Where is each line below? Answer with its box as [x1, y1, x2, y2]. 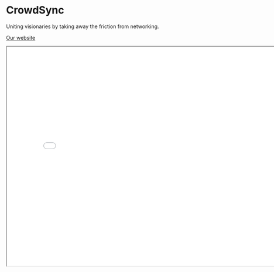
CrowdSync [6, 4, 64, 17]
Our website [6, 34, 36, 41]
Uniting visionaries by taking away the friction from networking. [6, 23, 159, 30]
